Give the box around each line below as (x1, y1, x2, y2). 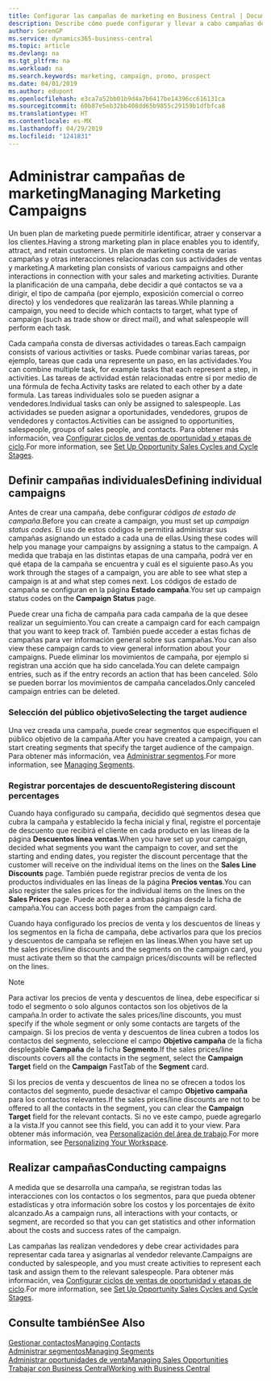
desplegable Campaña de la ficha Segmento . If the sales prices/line (8, 1044, 234, 1054)
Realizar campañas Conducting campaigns (8, 1161, 227, 1175)
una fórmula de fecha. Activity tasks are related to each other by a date (8, 381, 244, 391)
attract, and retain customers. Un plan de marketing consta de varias (8, 245, 237, 255)
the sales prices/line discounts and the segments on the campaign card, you (8, 944, 262, 954)
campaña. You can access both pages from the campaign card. (8, 903, 218, 913)
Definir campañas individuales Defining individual (8, 473, 262, 487)
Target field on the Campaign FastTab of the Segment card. (8, 1061, 209, 1071)
